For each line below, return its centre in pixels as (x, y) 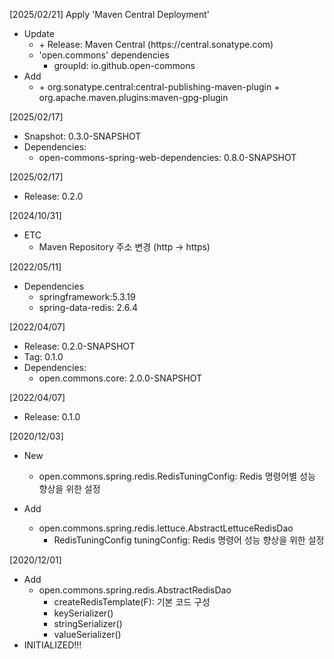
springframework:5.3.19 (87, 297)
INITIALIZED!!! (52, 645)
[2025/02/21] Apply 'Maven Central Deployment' (109, 14)
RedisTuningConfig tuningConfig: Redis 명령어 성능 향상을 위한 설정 (189, 540)
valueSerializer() (87, 634)
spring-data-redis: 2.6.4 (88, 307)
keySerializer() (83, 613)
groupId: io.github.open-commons (124, 65)
